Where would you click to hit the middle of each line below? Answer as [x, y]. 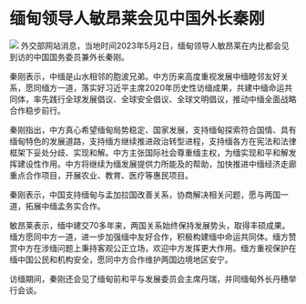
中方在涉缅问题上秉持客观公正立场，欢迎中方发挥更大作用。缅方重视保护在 [157, 248]
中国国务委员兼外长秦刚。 [81, 56]
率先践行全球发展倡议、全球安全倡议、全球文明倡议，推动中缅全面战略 [165, 99]
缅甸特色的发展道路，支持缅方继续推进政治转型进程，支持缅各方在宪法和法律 [153, 141]
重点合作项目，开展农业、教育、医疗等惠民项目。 [101, 175]
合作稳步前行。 [37, 110]
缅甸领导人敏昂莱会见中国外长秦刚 [138, 19]
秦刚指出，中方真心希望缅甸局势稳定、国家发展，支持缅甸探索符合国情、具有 [153, 129]
